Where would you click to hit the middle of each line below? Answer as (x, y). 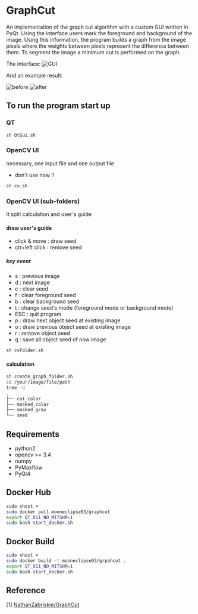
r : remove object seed (42, 333)
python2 (25, 449)
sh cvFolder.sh (25, 351)
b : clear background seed (47, 301)
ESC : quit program (38, 314)
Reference (26, 590)
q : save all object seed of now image (60, 340)
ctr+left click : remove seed (48, 248)
